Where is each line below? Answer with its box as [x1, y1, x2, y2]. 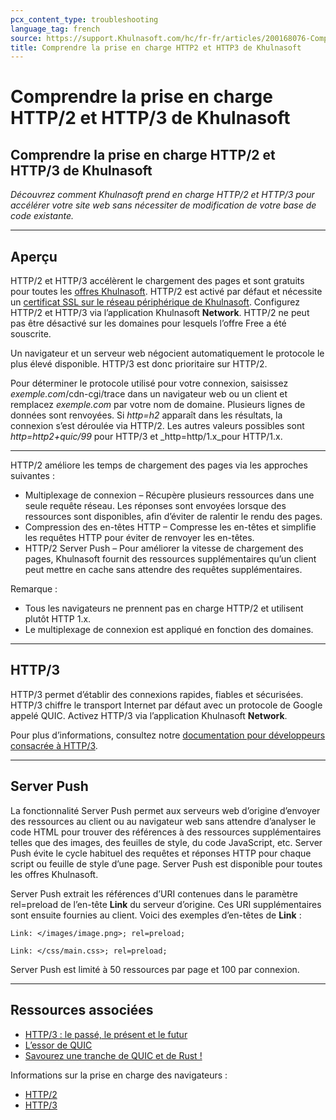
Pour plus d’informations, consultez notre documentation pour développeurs [10, 729, 326, 741]
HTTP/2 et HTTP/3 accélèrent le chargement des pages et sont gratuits [10, 275, 305, 287]
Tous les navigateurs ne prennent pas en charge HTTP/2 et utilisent [24, 602, 304, 615]
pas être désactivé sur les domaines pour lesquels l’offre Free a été [10, 317, 287, 330]
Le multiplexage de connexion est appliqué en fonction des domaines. [24, 624, 314, 636]
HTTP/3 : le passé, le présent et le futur [24, 1028, 188, 1040]
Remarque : [10, 583, 58, 595]
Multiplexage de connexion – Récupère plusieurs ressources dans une [24, 489, 315, 501]
